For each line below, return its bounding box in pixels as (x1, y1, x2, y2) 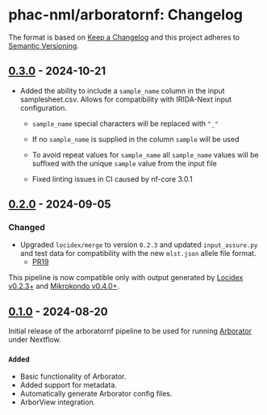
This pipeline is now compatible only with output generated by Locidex (8, 273, 244, 283)
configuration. (19, 103, 67, 112)
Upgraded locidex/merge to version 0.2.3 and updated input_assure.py (19, 240, 258, 249)
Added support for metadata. (19, 379, 117, 389)
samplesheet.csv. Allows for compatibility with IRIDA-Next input (19, 94, 232, 104)
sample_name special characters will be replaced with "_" (31, 119, 219, 128)
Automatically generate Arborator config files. (19, 388, 173, 398)
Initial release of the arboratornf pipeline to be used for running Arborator (8, 326, 252, 336)
